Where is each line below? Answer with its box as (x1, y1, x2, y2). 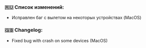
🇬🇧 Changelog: (4, 27, 43, 34)
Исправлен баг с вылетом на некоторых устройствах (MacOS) (11, 15, 142, 21)
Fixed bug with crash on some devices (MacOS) (11, 37, 108, 43)
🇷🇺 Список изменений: (4, 4, 64, 11)
